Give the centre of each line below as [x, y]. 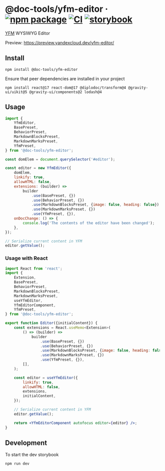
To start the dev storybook [32, 455]
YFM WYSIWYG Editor [28, 33]
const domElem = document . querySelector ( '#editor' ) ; [60, 159]
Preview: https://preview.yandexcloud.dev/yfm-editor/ [60, 42]
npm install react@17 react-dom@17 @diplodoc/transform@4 [66, 88]
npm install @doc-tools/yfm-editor [41, 69]
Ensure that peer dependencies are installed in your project [65, 78]
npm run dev [17, 464]
